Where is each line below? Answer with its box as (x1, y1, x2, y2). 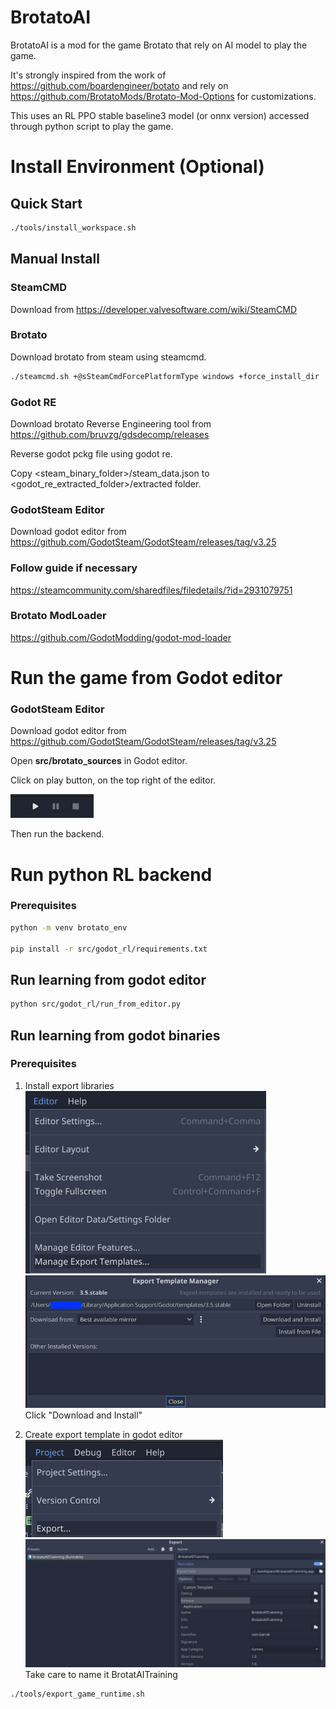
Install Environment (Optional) (10, 156, 265, 178)
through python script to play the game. (10, 120, 174, 132)
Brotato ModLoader (10, 609, 107, 623)
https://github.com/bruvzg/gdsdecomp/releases (10, 428, 210, 440)
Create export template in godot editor (24, 1429, 183, 1441)
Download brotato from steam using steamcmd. (10, 351, 207, 363)
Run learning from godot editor (10, 971, 207, 988)
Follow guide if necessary (10, 561, 138, 575)
